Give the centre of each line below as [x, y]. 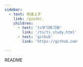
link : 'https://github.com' [51, 42]
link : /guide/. [29, 19]
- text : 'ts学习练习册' [40, 28]
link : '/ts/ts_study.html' [50, 32]
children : [23, 23]
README [14, 60]
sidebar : [13, 10]
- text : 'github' [35, 37]
